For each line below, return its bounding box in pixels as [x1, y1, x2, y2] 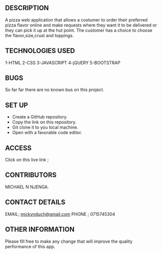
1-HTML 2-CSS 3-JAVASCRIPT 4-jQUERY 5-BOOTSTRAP [5, 60, 121, 66]
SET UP [5, 101, 28, 109]
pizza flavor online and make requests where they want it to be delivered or [5, 22, 157, 28]
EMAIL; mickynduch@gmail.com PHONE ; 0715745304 [5, 211, 116, 217]
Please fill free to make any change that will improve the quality [5, 238, 133, 244]
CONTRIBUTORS [5, 171, 57, 179]
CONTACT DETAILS [5, 198, 66, 207]
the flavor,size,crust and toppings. [5, 32, 74, 38]
